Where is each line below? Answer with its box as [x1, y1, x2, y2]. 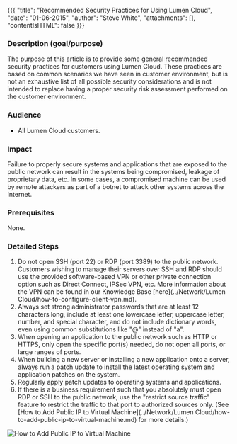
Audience [7, 110, 42, 120]
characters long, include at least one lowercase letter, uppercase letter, [17, 310, 225, 319]
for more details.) [138, 416, 189, 424]
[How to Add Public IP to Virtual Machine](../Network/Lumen [17, 408, 194, 416]
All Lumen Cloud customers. [17, 126, 100, 135]
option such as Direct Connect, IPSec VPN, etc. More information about [17, 280, 226, 289]
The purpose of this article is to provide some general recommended [7, 55, 208, 63]
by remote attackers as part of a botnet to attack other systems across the [7, 182, 224, 190]
